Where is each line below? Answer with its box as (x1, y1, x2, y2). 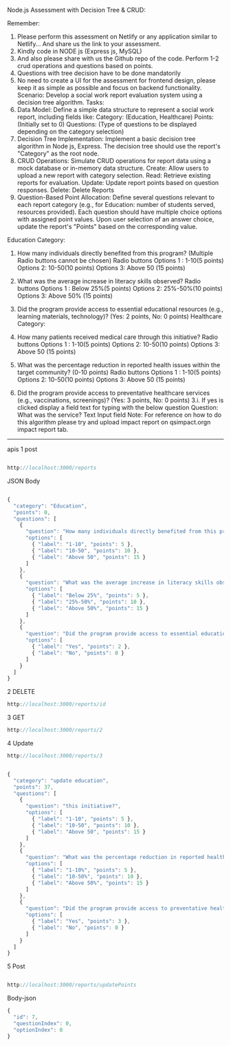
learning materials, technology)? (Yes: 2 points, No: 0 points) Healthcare (16, 312, 222, 320)
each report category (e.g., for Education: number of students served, (16, 201, 215, 208)
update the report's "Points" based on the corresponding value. (16, 223, 198, 230)
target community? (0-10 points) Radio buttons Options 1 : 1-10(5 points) (16, 368, 221, 376)
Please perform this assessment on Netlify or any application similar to (16, 32, 218, 41)
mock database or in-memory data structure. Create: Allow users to (16, 164, 209, 172)
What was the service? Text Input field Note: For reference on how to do (16, 411, 222, 419)
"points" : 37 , (13, 783, 54, 790)
